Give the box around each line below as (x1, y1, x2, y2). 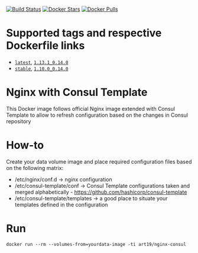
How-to (6, 139, 44, 152)
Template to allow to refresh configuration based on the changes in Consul (6, 111, 188, 119)
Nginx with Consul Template (6, 86, 148, 99)
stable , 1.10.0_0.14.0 (14, 65, 69, 72)
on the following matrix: (6, 164, 64, 171)
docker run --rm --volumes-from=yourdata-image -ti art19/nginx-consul (6, 241, 186, 247)
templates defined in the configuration (14, 201, 108, 208)
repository (6, 117, 31, 124)
